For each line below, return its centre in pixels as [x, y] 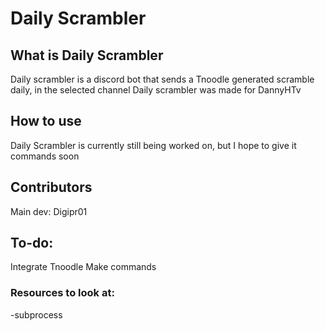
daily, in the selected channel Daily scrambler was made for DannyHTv [156, 90]
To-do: [32, 243]
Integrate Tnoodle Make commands [83, 267]
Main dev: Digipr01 [49, 211]
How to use [46, 121]
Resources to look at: [62, 293]
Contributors [51, 187]
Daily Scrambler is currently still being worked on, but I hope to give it [153, 145]
